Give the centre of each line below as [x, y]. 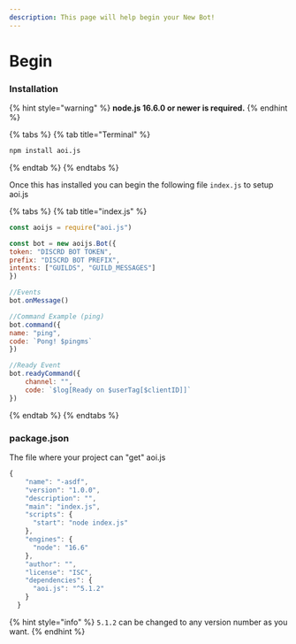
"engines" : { [49, 540]
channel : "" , [49, 382]
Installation [34, 88]
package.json [39, 438]
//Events [25, 293]
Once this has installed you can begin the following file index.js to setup [141, 184]
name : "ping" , [35, 333]
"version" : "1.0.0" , [63, 490]
